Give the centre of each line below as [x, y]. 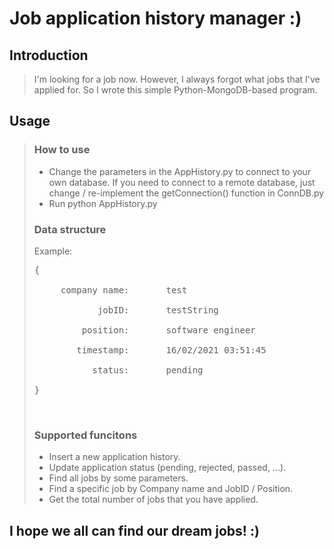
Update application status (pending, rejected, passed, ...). [167, 468]
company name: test [124, 290]
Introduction [49, 55]
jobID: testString [158, 310]
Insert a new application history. [114, 457]
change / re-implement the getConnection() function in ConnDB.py [186, 193]
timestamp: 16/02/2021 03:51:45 [171, 350]
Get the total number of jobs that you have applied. [153, 499]
